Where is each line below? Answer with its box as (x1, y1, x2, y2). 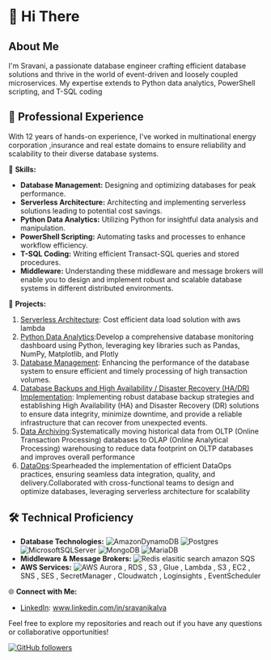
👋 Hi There (8, 7, 80, 26)
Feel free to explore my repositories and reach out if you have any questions (8, 618, 263, 628)
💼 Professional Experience (8, 110, 144, 124)
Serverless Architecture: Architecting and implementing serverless (19, 197, 247, 207)
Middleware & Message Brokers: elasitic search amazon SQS (19, 553, 256, 563)
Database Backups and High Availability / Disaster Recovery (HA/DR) (19, 383, 250, 393)
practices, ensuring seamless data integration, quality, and (19, 469, 216, 479)
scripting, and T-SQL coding (8, 87, 103, 96)
